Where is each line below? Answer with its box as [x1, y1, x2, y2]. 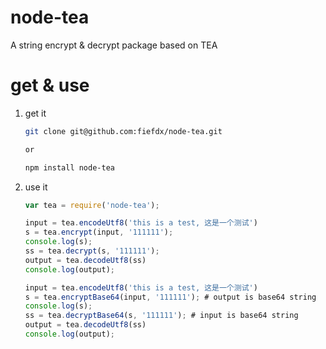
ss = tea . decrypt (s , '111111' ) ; [24, 246, 160, 256]
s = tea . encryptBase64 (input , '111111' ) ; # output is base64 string [24, 292, 317, 302]
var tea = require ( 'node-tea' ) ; [24, 200, 160, 210]
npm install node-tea [24, 162, 115, 173]
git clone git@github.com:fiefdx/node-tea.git [24, 126, 223, 136]
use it [24, 181, 48, 193]
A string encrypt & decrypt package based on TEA [10, 39, 218, 51]
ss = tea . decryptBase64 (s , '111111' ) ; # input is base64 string [24, 311, 299, 321]
